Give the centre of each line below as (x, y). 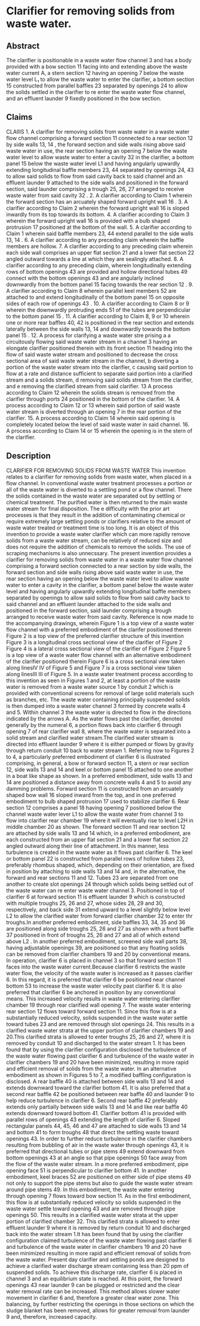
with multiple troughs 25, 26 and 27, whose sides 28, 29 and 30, (85, 903)
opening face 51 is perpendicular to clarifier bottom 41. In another (87, 1170)
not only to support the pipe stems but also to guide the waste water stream (99, 1183)
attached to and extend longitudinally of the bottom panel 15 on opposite (96, 297)
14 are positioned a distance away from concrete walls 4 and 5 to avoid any (99, 782)
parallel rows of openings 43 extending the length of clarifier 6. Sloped (93, 1119)
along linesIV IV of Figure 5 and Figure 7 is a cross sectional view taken (94, 667)
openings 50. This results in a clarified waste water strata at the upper (92, 1215)
